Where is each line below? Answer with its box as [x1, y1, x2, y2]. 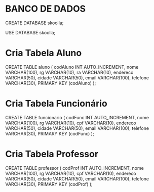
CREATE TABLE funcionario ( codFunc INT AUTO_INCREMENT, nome [5, 114, 149, 120]
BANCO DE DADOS [5, 3, 86, 15]
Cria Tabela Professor [5, 149, 99, 160]
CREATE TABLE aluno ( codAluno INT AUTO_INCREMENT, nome [5, 64, 139, 70]
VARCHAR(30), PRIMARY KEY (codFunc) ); [5, 130, 95, 136]
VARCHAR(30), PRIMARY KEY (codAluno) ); [5, 80, 96, 86]
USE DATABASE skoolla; [5, 29, 56, 35]
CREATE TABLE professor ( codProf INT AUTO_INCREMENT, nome [5, 165, 144, 171]
